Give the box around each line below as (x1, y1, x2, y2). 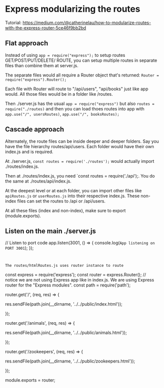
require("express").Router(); (5, 77, 67, 82)
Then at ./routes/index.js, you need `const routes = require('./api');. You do (5, 173, 155, 179)
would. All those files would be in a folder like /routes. (5, 91, 113, 97)
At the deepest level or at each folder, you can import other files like (5, 187, 142, 193)
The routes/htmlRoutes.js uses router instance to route (5, 263, 124, 268)
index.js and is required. (5, 149, 54, 155)
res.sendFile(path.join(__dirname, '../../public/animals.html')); (5, 330, 127, 336)
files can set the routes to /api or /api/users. (17, 198, 106, 204)
